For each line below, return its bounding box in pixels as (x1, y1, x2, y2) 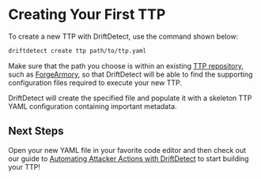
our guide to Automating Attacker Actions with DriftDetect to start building (8, 154, 249, 163)
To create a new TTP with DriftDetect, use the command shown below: (8, 32, 239, 41)
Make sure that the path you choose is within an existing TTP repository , (8, 61, 244, 70)
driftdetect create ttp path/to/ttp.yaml (8, 47, 147, 54)
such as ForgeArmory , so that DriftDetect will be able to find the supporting (8, 69, 253, 79)
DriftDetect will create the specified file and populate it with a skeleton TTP (8, 93, 252, 103)
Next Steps (8, 125, 64, 138)
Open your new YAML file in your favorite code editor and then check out (8, 145, 247, 155)
